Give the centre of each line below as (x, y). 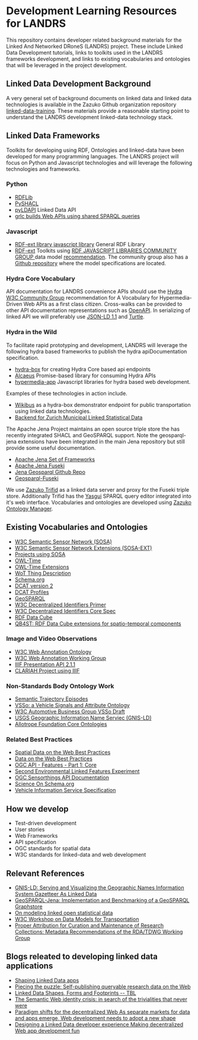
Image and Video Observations (52, 639)
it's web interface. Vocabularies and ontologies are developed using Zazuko (99, 502)
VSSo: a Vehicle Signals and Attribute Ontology (72, 705)
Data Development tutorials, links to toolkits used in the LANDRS (84, 52)
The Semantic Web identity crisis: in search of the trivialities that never (101, 999)
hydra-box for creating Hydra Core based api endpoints (83, 369)
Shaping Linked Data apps (47, 980)
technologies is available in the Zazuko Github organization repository (91, 104)
